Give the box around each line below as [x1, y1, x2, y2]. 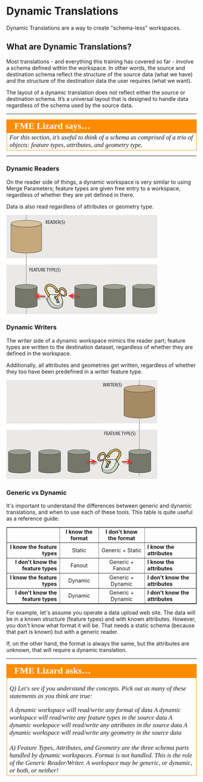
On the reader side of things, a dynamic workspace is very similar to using [6, 178, 192, 186]
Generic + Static [101, 546, 142, 554]
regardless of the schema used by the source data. [6, 102, 134, 109]
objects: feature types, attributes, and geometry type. [9, 141, 143, 149]
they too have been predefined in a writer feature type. [6, 367, 143, 375]
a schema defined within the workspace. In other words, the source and [6, 64, 185, 71]
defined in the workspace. [6, 349, 71, 357]
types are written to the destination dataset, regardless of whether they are [6, 343, 193, 351]
